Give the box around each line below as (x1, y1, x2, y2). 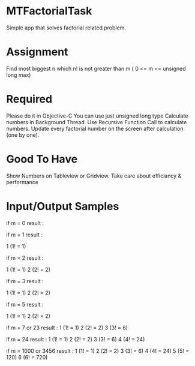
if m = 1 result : (6, 231, 43, 238)
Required (6, 92, 53, 106)
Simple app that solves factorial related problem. (6, 24, 126, 31)
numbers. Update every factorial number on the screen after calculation (6, 125, 184, 132)
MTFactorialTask (6, 4, 92, 18)
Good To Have (6, 152, 78, 166)
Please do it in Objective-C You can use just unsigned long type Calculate (6, 112, 188, 119)
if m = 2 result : (6, 254, 44, 262)
